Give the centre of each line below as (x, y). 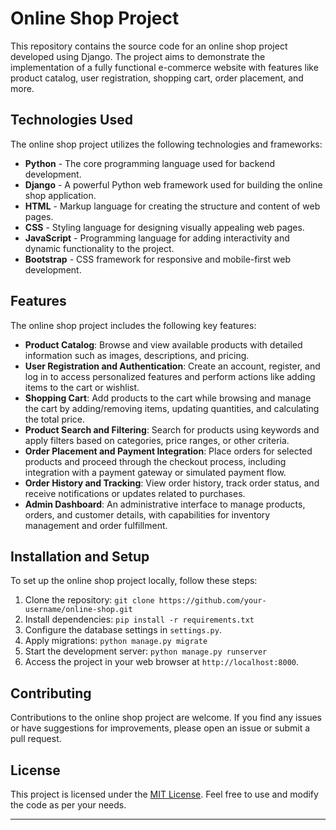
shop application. (60, 195)
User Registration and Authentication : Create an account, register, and (172, 366)
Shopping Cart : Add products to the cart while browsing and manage (168, 398)
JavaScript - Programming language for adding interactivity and (157, 238)
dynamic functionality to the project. (99, 248)
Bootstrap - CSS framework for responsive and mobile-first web (157, 259)
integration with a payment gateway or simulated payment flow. (155, 472)
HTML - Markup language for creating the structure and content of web (172, 206)
